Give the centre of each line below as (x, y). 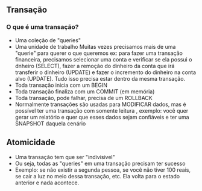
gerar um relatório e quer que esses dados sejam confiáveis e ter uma (102, 117)
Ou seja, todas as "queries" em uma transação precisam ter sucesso (100, 163)
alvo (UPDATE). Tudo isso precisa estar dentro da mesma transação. (100, 78)
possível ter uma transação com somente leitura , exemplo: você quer (102, 110)
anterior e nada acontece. (47, 183)
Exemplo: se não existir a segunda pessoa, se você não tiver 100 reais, (103, 170)
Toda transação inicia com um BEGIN (61, 85)
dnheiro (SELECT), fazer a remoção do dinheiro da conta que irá (95, 66)
